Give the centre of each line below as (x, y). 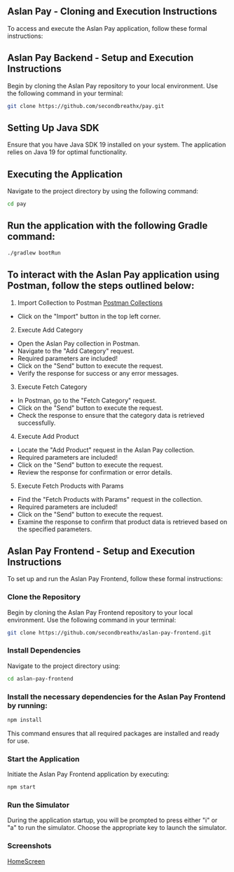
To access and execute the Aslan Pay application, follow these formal (108, 28)
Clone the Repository (44, 597)
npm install (25, 720)
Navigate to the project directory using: (64, 666)
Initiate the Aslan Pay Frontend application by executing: (88, 775)
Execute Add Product (48, 436)
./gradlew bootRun (34, 253)
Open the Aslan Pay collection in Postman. (78, 343)
